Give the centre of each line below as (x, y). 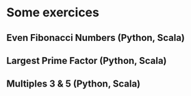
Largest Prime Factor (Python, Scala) (87, 60)
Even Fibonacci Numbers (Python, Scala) (96, 38)
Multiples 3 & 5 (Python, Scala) (74, 84)
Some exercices (53, 13)
